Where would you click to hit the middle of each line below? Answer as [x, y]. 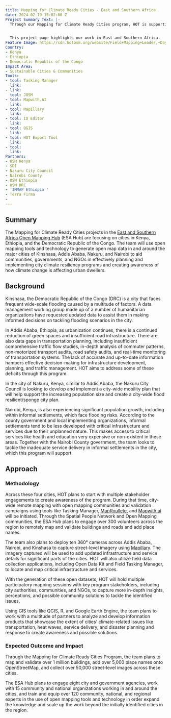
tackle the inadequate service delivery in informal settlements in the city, [81, 448]
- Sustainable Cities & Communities [44, 71]
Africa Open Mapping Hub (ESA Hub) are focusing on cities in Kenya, [78, 237]
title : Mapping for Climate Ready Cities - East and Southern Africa [81, 10]
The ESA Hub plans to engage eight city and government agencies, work [81, 683]
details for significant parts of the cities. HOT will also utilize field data [78, 559]
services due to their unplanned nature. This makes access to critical [78, 431]
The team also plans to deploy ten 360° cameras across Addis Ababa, [79, 542]
